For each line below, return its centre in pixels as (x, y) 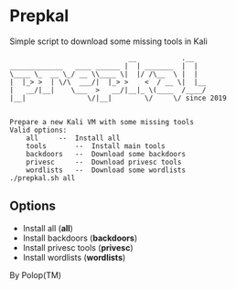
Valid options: (38, 130)
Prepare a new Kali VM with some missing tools (102, 122)
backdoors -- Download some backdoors (106, 154)
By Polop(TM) (36, 274)
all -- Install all (73, 138)
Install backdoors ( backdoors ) (80, 238)
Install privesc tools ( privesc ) (78, 247)
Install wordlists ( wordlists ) (74, 257)
